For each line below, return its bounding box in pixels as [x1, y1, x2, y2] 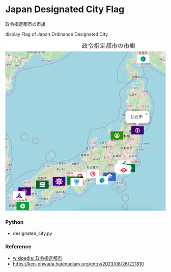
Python [5, 219, 24, 226]
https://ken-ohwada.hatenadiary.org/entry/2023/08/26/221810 [12, 261, 144, 267]
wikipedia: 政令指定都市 [12, 255, 63, 261]
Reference [5, 243, 32, 250]
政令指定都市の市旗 [5, 21, 46, 27]
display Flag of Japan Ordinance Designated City [5, 31, 108, 37]
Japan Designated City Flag [5, 4, 125, 15]
